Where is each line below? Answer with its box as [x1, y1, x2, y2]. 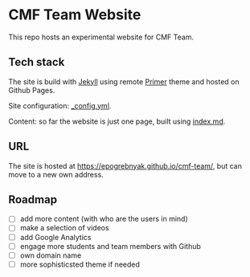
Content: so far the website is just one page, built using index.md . [8, 116, 226, 126]
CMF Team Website [8, 6, 141, 24]
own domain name [19, 251, 82, 260]
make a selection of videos [19, 223, 110, 233]
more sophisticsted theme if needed [19, 259, 141, 269]
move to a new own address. [8, 169, 105, 179]
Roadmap [8, 193, 58, 206]
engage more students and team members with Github [19, 241, 201, 251]
